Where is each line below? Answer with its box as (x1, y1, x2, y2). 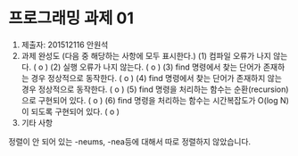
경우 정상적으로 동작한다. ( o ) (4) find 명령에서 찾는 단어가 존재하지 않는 (30, 72, 283, 83)
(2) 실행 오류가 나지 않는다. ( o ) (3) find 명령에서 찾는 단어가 (50, 62, 261, 72)
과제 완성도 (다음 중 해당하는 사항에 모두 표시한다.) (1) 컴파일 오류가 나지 (21, 50, 271, 61)
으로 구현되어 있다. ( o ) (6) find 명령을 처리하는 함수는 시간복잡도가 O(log (21, 94, 278, 105)
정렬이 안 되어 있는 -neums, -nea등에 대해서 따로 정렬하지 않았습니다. (8, 135, 252, 147)
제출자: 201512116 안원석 (21, 39, 109, 50)
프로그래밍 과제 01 (8, 8, 135, 29)
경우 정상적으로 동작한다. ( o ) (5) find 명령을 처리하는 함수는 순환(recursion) (21, 84, 289, 94)
